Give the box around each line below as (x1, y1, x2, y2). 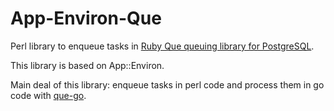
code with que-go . (10, 89, 87, 101)
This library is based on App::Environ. (10, 59, 165, 71)
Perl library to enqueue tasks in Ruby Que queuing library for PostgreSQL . (10, 40, 315, 52)
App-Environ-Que (10, 7, 162, 30)
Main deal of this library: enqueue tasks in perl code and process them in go (10, 78, 325, 91)
